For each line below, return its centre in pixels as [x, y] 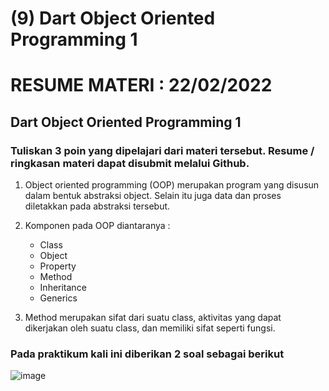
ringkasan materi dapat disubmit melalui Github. [130, 163]
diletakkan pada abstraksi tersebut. [97, 206]
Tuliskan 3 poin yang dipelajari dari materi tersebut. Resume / [162, 150]
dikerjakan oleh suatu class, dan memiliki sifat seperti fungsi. [150, 328]
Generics [58, 298]
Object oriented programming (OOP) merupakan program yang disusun [172, 185]
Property [58, 266]
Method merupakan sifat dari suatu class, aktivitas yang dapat [153, 318]
